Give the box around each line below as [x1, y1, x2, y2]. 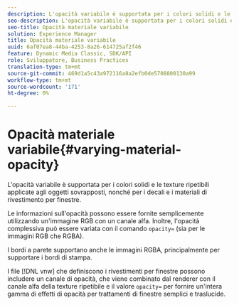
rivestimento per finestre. [7, 196, 82, 204]
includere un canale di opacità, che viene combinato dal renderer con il [7, 274, 216, 283]
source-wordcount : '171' [7, 83, 81, 90]
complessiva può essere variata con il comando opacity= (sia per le [7, 225, 206, 233]
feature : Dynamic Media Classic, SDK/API [7, 50, 132, 58]
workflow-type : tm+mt [7, 76, 72, 84]
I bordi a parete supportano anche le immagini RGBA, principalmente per [7, 246, 221, 255]
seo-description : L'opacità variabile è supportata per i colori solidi [7, 17, 228, 24]
